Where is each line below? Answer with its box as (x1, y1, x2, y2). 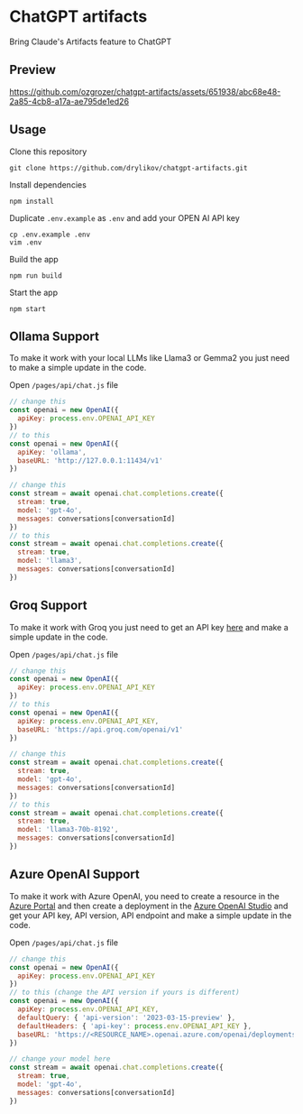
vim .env (9, 237, 42, 247)
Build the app (9, 253, 59, 264)
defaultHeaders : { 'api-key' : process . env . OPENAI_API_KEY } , (17, 1021, 252, 1030)
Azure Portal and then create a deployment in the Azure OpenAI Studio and (9, 900, 289, 911)
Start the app (9, 287, 59, 298)
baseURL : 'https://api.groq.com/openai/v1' (17, 724, 183, 734)
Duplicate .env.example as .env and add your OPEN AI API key (9, 212, 241, 223)
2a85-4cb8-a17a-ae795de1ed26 (9, 96, 129, 106)
